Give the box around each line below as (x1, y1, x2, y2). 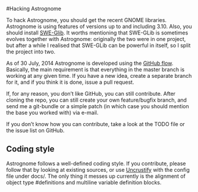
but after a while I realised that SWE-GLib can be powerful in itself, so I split (6, 42, 191, 49)
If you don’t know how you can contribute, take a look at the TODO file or (6, 121, 186, 127)
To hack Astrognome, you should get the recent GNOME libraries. (6, 17, 167, 23)
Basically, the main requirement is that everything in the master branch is (6, 66, 185, 73)
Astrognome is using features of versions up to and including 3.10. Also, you (6, 23, 192, 30)
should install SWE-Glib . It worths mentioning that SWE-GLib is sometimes (6, 29, 188, 36)
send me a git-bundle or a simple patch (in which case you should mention (6, 103, 189, 109)
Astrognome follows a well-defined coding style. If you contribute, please (6, 160, 186, 167)
